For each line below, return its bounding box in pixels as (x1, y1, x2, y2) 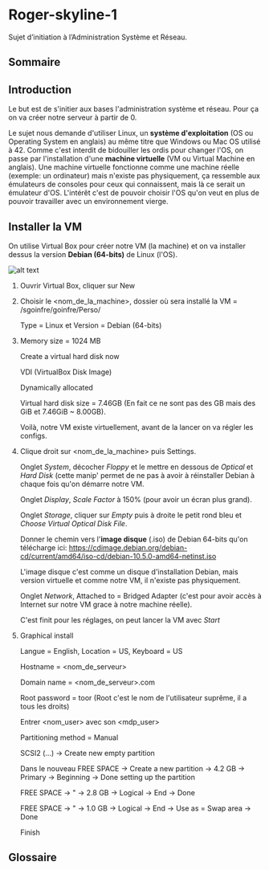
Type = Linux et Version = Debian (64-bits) (19, 320, 162, 330)
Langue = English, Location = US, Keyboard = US (19, 646, 183, 656)
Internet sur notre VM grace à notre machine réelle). (19, 599, 193, 609)
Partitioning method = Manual (19, 733, 119, 742)
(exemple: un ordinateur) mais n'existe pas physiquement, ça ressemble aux (8, 171, 261, 181)
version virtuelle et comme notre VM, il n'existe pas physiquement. (19, 575, 241, 585)
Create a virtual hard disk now (19, 351, 120, 361)
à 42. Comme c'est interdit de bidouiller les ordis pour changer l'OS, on (8, 145, 243, 155)
